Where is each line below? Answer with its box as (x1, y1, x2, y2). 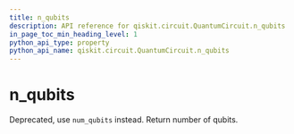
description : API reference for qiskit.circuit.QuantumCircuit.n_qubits (9, 21, 286, 30)
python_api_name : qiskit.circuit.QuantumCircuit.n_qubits (9, 46, 230, 55)
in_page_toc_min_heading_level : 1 (9, 29, 139, 38)
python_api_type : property (9, 38, 110, 47)
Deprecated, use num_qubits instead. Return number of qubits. (9, 114, 239, 125)
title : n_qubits (9, 13, 70, 22)
